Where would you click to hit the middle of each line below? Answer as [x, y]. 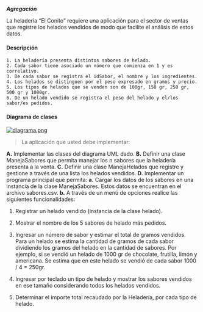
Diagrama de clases [32, 117]
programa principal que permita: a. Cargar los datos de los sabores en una [100, 180]
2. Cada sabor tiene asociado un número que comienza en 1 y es [90, 66]
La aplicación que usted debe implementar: [76, 142]
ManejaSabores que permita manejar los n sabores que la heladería [91, 161]
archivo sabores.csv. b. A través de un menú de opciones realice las [92, 193]
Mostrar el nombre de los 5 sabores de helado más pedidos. [91, 223]
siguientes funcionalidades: [41, 199]
